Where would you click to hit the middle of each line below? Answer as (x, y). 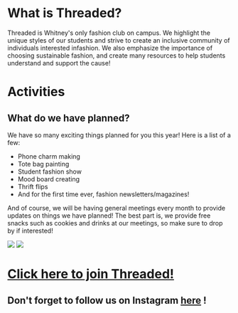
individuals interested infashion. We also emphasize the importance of (110, 48)
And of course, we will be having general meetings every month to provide (117, 208)
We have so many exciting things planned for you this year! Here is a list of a (119, 135)
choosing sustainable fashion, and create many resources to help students (117, 55)
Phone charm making (49, 156)
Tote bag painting (43, 164)
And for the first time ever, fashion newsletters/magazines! (103, 194)
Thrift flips (33, 186)
